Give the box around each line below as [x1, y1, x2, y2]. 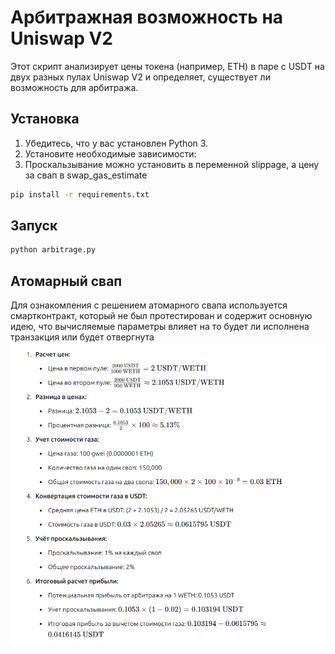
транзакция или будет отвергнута [10, 331, 155, 343]
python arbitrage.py [10, 245, 97, 255]
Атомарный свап [10, 272, 123, 290]
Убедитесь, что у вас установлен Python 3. [24, 137, 209, 149]
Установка [10, 111, 80, 128]
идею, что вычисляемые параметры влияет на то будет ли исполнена [10, 321, 310, 333]
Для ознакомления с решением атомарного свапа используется [10, 299, 288, 311]
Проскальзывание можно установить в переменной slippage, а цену [24, 158, 320, 170]
